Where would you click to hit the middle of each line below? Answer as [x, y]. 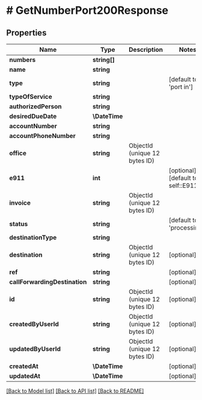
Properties [26, 33]
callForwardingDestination [48, 282]
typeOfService [31, 97]
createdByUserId [34, 324]
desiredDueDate [33, 116]
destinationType [33, 237]
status [19, 224]
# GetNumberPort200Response [87, 11]
